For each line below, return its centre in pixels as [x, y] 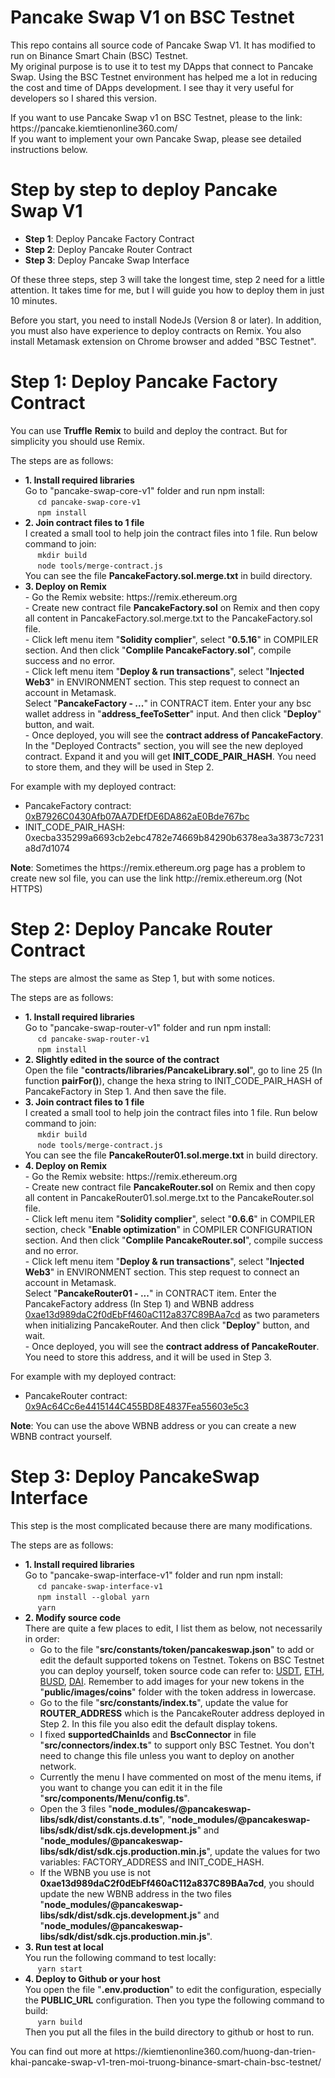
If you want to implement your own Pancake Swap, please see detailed [156, 138]
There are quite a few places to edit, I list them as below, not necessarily [173, 1628]
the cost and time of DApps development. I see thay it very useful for [152, 87]
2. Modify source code [73, 1617]
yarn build [60, 2022]
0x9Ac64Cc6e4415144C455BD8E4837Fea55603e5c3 [137, 1406]
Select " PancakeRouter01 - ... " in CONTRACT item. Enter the [150, 1293]
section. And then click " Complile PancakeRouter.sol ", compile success [173, 1240]
